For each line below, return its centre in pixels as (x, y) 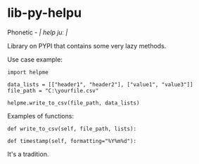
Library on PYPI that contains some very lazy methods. (87, 46)
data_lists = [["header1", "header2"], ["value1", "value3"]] (100, 84)
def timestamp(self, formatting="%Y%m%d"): (72, 141)
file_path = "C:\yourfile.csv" (53, 90)
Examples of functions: (40, 116)
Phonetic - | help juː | (38, 32)
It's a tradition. (28, 154)
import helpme (28, 72)
